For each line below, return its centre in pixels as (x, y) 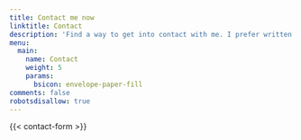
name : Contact (52, 59)
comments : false (40, 92)
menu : (19, 43)
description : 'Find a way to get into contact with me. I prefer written (151, 34)
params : (40, 76)
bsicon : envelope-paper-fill (88, 84)
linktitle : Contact (46, 26)
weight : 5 (44, 68)
